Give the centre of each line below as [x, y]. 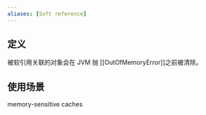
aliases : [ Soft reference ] [47, 14]
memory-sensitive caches [45, 104]
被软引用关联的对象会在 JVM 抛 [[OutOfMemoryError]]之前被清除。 [105, 62]
